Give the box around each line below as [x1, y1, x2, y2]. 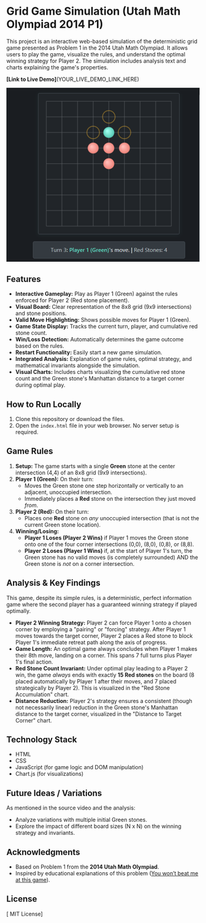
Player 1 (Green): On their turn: [15, 475, 94, 482]
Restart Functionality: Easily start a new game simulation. [15, 349, 162, 356]
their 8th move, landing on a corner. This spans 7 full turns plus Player [15, 651, 193, 659]
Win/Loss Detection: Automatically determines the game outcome [15, 336, 184, 343]
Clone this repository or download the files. [15, 415, 124, 422]
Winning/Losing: [15, 527, 59, 534]
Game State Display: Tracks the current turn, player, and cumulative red [15, 323, 198, 330]
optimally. [6, 607, 31, 614]
